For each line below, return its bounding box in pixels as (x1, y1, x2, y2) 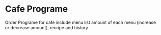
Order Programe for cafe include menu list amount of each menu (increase (5, 19, 156, 25)
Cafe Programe (5, 3, 68, 15)
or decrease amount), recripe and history (5, 24, 88, 30)
